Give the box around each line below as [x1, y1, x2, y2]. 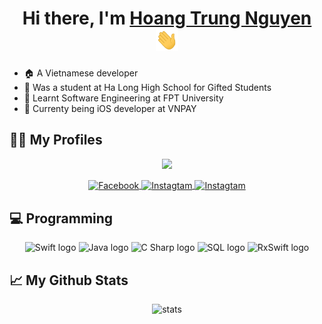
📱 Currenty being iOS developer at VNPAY [23, 102, 197, 114]
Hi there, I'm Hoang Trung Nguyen [22, 7, 312, 30]
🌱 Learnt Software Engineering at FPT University [23, 92, 224, 104]
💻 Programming [9, 210, 114, 227]
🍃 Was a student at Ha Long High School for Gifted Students [23, 81, 272, 93]
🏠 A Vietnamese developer [23, 67, 139, 79]
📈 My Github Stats [9, 272, 129, 289]
